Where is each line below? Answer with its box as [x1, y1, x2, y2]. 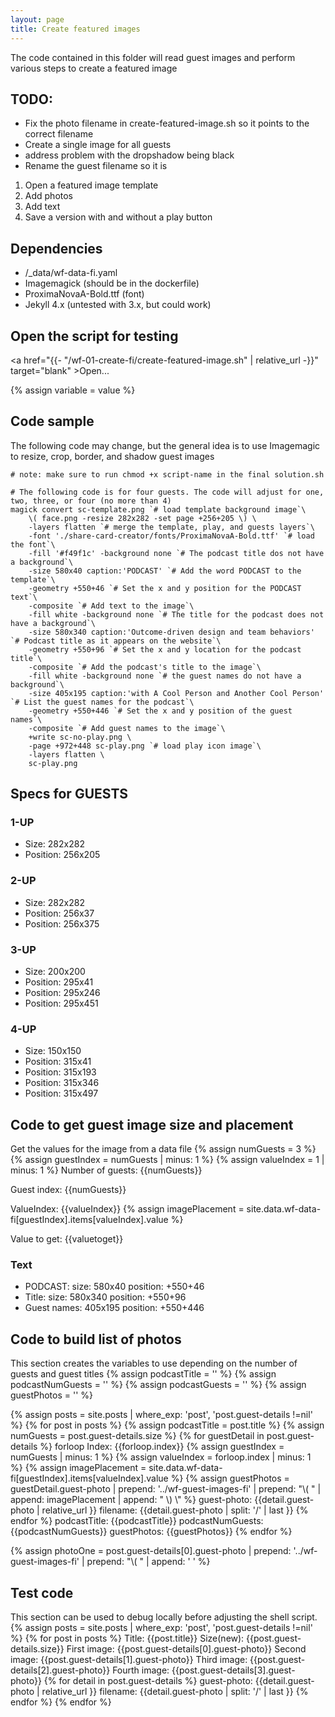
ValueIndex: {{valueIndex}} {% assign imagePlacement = [10, 1203, 245, 1215]
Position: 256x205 [24, 849, 101, 861]
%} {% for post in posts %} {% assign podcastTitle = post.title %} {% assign [10, 1419, 325, 1431]
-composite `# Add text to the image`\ [28, 601, 195, 611]
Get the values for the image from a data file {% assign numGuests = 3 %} [10, 1143, 317, 1155]
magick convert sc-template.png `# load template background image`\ [10, 504, 307, 515]
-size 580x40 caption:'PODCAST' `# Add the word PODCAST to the [28, 566, 302, 576]
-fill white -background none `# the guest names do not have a [28, 671, 302, 681]
